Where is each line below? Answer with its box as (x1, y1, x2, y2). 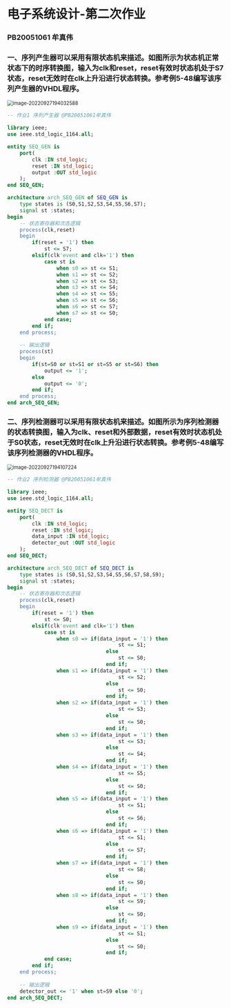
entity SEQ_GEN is (7, 143, 60, 150)
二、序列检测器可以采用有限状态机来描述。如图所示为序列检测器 (7, 416, 219, 426)
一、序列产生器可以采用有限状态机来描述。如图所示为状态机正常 (7, 53, 219, 63)
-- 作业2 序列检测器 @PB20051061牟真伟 (7, 476, 112, 483)
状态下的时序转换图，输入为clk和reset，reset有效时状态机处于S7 (7, 63, 224, 73)
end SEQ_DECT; (7, 552, 48, 559)
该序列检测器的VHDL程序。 (7, 447, 98, 457)
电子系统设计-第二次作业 (7, 6, 146, 22)
